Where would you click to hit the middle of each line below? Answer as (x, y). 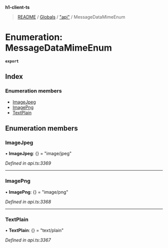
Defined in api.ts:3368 (28, 202)
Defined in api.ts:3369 (28, 163)
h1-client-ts (17, 7)
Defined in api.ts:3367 (28, 240)
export (12, 61)
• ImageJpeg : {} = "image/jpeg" (38, 154)
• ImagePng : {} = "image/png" (37, 192)
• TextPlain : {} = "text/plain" (34, 230)
